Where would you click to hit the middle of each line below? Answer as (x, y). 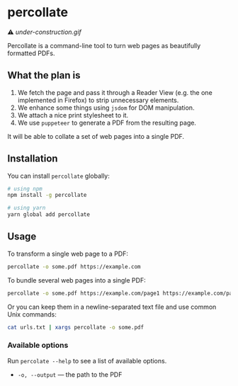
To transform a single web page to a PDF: (68, 254)
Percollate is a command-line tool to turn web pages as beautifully (104, 45)
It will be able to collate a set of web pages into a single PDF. (96, 136)
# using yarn (27, 208)
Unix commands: (32, 314)
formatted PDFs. (31, 53)
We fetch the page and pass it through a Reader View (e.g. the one (115, 92)
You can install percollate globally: (58, 176)
